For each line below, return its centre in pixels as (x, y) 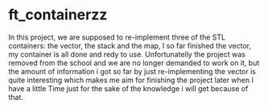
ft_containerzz (58, 15)
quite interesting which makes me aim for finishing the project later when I (131, 80)
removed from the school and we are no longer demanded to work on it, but (134, 63)
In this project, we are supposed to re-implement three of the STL (117, 37)
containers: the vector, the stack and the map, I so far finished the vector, (130, 45)
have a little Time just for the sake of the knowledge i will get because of (128, 88)
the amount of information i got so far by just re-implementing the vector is (132, 71)
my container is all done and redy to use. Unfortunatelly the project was (127, 54)
